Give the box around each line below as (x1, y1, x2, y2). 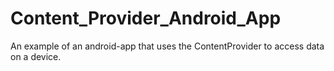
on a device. (10, 50, 62, 62)
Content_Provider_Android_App (10, 7, 282, 30)
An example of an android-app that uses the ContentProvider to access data (10, 40, 325, 52)
